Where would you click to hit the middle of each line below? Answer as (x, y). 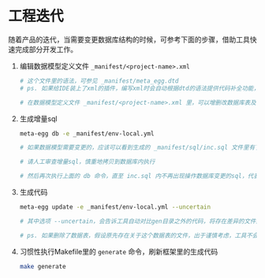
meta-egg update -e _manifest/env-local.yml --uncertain (115, 207)
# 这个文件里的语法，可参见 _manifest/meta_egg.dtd (99, 81)
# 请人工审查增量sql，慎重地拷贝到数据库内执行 (87, 162)
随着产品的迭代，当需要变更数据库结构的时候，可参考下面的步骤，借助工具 (129, 39)
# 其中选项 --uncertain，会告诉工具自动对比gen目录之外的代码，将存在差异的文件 (138, 221)
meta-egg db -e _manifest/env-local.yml (87, 133)
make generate (43, 266)
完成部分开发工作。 (46, 49)
